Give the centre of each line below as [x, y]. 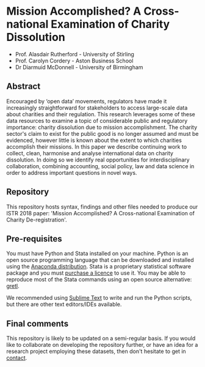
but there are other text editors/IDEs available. [64, 305]
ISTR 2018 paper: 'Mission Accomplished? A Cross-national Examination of [101, 213]
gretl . [13, 286]
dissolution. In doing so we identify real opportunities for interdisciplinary [98, 160]
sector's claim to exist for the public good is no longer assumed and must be [103, 133]
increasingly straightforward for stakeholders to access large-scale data [97, 108]
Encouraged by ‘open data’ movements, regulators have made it [87, 101]
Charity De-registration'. [37, 220]
